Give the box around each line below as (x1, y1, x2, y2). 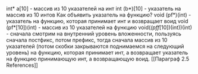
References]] (6, 62, 39, 69)
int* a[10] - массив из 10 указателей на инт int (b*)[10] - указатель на (6, 5, 181, 12)
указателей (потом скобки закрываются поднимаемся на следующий (6, 43, 184, 50)
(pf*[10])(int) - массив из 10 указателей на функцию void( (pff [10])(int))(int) (6, 24, 192, 31)
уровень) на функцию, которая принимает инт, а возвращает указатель (6, 49, 188, 56)
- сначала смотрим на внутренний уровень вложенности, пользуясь (6, 30, 181, 37)
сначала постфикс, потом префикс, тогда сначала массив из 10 (6, 37, 168, 43)
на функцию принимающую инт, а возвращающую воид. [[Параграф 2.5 (6, 56, 190, 62)
